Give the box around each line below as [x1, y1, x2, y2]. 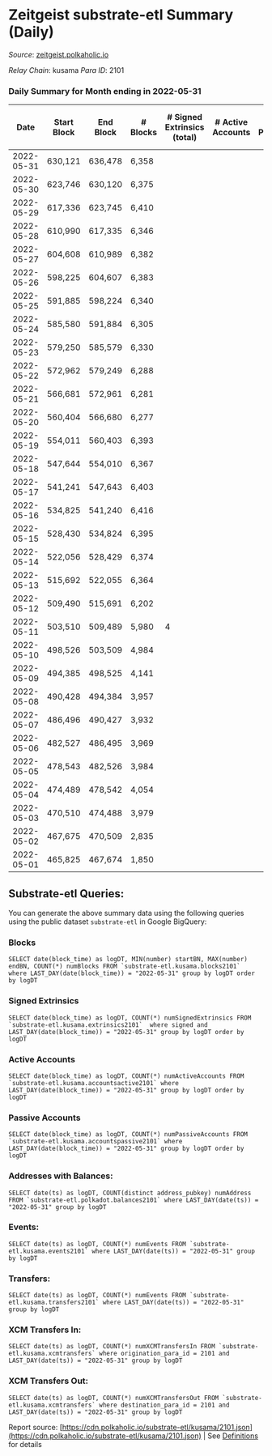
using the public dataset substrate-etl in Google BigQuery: [8, 917, 207, 926]
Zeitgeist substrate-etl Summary [8, 6, 234, 24]
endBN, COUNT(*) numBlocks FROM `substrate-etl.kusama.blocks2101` [8, 962, 241, 971]
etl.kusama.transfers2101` [8, 1298, 100, 1307]
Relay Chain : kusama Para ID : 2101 [8, 65, 125, 75]
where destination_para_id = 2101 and [98, 1401, 230, 1409]
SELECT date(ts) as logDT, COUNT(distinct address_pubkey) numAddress [8, 1189, 252, 1197]
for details [8, 1439, 42, 1449]
